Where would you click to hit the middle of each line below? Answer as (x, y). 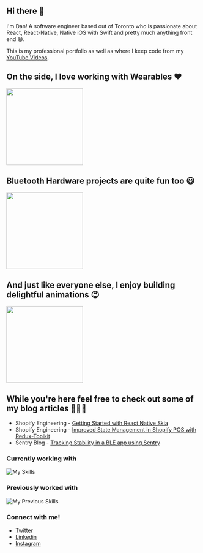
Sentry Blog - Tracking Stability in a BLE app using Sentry (88, 443)
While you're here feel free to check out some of (100, 399)
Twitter (24, 530)
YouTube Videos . (28, 57)
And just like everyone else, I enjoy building (91, 285)
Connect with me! (33, 517)
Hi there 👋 (25, 11)
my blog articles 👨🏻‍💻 (46, 408)
